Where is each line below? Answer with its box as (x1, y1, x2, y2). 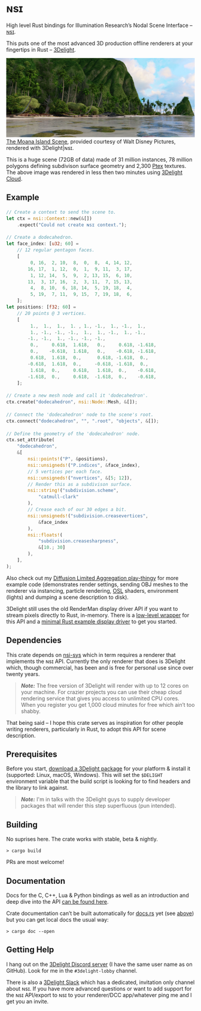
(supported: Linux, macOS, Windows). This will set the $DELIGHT (6, 772, 163, 779)
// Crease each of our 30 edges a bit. (28, 506, 127, 513)
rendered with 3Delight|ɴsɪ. (6, 145, 74, 152)
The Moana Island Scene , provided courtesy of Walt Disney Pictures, (6, 138, 176, 145)
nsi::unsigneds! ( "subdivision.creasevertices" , (28, 512, 148, 519)
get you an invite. (6, 998, 49, 1005)
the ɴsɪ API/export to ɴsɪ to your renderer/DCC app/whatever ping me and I (6, 991, 193, 998)
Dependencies (6, 635, 62, 646)
